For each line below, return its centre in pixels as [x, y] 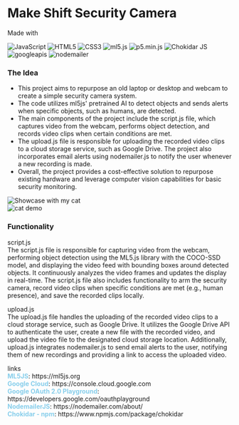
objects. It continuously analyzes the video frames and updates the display [117, 272]
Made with [23, 33]
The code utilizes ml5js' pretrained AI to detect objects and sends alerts [123, 103]
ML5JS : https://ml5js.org [44, 376]
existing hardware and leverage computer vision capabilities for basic [119, 179]
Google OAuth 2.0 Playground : [53, 391]
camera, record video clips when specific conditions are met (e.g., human [116, 287]
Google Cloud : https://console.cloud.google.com [79, 384]
